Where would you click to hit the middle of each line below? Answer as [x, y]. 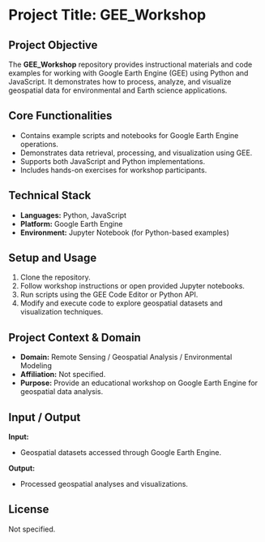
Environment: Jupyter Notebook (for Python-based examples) [124, 232]
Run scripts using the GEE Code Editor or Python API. [109, 295]
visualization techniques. [62, 312]
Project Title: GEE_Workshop [107, 15]
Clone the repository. [55, 277]
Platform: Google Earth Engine [71, 223]
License [29, 509]
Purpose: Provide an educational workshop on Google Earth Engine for [139, 383]
